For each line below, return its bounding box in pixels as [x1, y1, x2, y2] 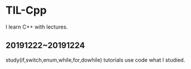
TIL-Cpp [5, 4, 47, 17]
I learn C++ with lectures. [5, 23, 68, 30]
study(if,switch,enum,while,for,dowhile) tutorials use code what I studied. [5, 56, 186, 63]
